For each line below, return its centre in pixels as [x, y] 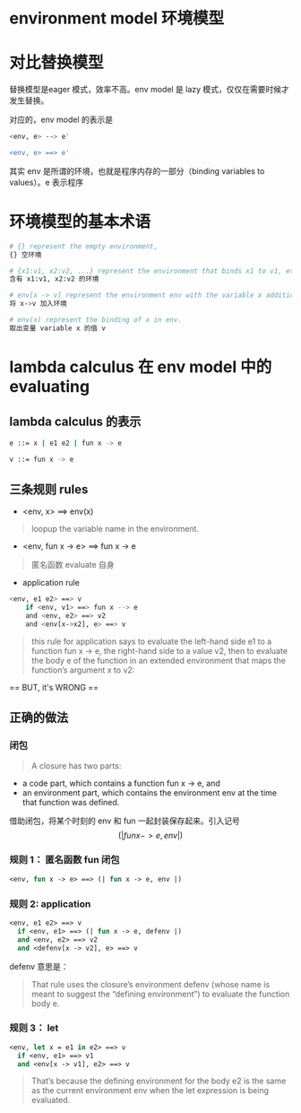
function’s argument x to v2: [83, 670]
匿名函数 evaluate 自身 [73, 565]
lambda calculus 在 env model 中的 [141, 367]
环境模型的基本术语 [80, 222]
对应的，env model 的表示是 [61, 120]
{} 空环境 [26, 255]
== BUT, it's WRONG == [54, 687]
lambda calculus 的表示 [75, 422]
